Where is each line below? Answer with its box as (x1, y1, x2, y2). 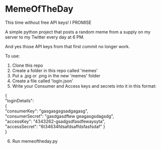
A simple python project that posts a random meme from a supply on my (5, 29, 151, 35)
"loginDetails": (5, 97, 34, 103)
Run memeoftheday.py (12, 138, 58, 144)
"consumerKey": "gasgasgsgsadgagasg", (5, 108, 89, 114)
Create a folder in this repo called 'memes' (12, 67, 98, 74)
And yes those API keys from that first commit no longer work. (5, 43, 130, 49)
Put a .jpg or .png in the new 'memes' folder (12, 73, 101, 78)
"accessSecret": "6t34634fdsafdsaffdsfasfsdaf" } (5, 123, 105, 130)
